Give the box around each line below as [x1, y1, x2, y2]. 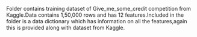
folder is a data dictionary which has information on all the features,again [6, 18, 187, 24]
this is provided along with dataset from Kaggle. [6, 24, 125, 31]
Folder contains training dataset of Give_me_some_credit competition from [6, 5, 192, 12]
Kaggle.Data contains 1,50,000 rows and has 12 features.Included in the [6, 11, 184, 18]
